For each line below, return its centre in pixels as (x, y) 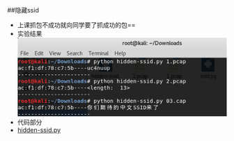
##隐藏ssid (23, 10)
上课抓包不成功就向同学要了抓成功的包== (76, 25)
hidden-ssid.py (39, 130)
